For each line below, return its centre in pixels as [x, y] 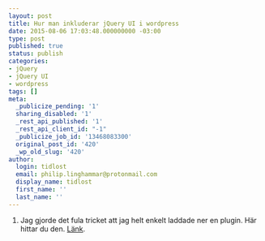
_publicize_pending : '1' [58, 106]
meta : [17, 99]
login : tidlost [41, 167]
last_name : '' [39, 197]
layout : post [30, 16]
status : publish [36, 54]
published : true [36, 46]
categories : [28, 62]
